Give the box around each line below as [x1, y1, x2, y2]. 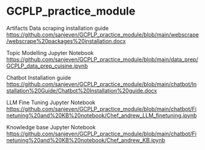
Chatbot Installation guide [6, 74, 72, 81]
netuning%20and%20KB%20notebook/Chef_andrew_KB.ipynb [6, 136, 165, 144]
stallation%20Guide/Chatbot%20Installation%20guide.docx [6, 87, 157, 94]
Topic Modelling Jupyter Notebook [6, 49, 94, 56]
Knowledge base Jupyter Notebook [6, 123, 96, 130]
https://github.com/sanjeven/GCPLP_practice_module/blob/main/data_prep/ [6, 55, 198, 63]
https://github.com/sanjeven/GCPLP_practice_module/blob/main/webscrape [6, 30, 199, 38]
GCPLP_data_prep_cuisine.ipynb [6, 62, 88, 70]
